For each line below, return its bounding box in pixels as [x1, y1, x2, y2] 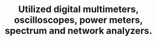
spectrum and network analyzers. [5, 25, 152, 36]
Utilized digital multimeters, [18, 4, 139, 15]
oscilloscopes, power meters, [14, 14, 143, 26]
